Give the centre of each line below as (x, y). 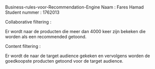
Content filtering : (23, 46)
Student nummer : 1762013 (32, 12)
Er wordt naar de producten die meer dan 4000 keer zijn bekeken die (75, 31)
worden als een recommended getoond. (46, 37)
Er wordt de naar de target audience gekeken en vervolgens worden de (78, 56)
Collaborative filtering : (28, 22)
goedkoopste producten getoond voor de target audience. (64, 61)
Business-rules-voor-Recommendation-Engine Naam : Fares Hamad (75, 7)
